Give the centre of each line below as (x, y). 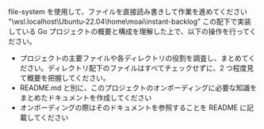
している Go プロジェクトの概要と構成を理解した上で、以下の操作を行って (129, 31)
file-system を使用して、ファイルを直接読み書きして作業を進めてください (128, 11)
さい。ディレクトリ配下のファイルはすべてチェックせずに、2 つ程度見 (140, 68)
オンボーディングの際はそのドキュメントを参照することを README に (133, 108)
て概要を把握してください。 (65, 78)
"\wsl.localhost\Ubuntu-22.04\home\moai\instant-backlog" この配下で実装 (130, 21)
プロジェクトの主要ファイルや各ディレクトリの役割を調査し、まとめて (134, 58)
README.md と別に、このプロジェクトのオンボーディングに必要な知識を (138, 88)
